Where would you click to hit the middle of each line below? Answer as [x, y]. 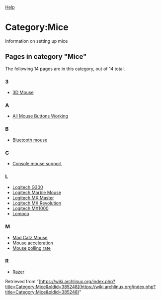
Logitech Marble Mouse [37, 193]
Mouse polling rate [32, 248]
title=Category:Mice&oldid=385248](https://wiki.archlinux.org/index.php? [80, 287]
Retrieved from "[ [23, 281]
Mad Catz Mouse [30, 237]
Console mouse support [37, 163]
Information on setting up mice [37, 41]
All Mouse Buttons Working [40, 116]
